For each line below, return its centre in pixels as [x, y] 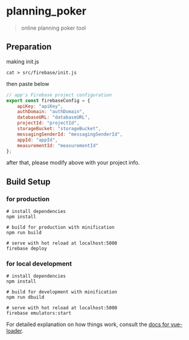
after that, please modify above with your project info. [73, 163]
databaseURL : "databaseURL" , [54, 117]
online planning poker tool [53, 28]
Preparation [29, 47]
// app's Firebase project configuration [59, 95]
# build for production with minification [60, 227]
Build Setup [28, 182]
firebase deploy [27, 249]
